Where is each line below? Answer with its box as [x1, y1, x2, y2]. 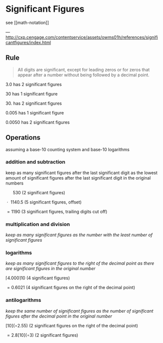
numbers [5, 180, 24, 186]
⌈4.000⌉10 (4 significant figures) [5, 275, 70, 281]
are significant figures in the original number [5, 266, 96, 272]
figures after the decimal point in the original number [5, 313, 112, 319]
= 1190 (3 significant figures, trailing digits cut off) [7, 208, 108, 214]
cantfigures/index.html [5, 39, 51, 45]
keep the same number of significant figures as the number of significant [5, 308, 154, 314]
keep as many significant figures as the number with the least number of [5, 232, 153, 238]
